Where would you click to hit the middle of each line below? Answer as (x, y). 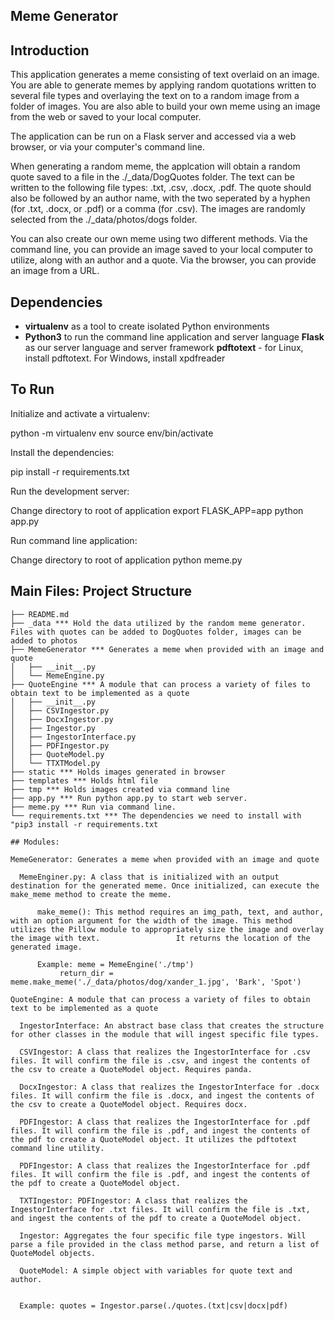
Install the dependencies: (62, 452)
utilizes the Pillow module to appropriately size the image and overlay (167, 929)
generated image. (46, 947)
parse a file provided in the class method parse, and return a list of (165, 1244)
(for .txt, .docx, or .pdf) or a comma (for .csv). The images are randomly (158, 209)
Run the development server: (70, 491)
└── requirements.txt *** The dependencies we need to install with (156, 815)
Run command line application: (74, 540)
